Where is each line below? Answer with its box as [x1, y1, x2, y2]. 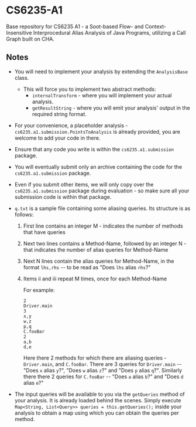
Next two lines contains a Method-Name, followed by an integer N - [23, 240, 187, 247]
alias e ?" [23, 379, 44, 386]
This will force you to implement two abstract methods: [23, 86, 156, 93]
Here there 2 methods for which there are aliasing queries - [23, 354, 167, 361]
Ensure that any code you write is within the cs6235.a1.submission [14, 145, 174, 152]
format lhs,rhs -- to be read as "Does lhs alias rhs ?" [23, 263, 151, 270]
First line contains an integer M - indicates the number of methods [23, 222, 183, 229]
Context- [145, 23, 167, 30]
